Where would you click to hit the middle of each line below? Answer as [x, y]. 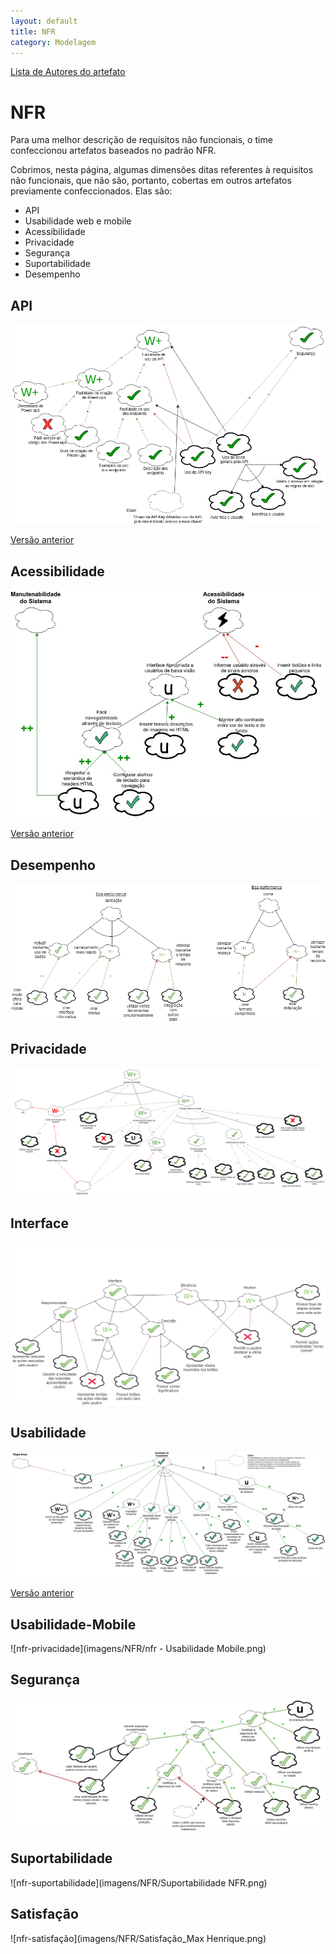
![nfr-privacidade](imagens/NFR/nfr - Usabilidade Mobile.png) [138, 1649]
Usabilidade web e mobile [78, 221]
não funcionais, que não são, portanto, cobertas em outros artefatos [151, 181]
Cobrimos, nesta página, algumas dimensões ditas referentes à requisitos [162, 170]
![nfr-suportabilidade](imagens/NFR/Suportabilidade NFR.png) [139, 1882]
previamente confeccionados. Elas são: [91, 191]
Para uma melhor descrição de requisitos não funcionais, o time [141, 140]
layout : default [44, 21]
